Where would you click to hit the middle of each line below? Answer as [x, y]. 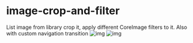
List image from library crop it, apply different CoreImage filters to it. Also [97, 27]
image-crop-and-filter [63, 11]
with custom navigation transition [47, 33]
